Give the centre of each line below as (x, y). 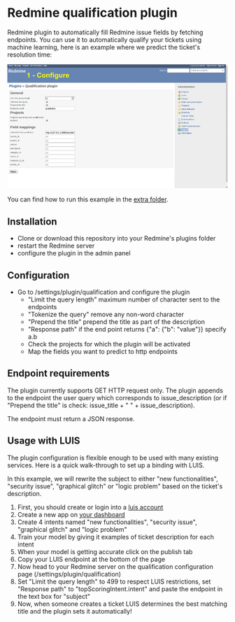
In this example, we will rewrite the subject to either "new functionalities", (113, 479)
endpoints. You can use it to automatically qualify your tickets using (105, 39)
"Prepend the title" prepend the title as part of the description (116, 322)
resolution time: (30, 55)
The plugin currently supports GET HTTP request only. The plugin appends (115, 390)
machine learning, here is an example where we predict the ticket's (104, 47)
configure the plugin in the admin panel (74, 253)
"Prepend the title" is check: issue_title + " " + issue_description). (101, 405)
